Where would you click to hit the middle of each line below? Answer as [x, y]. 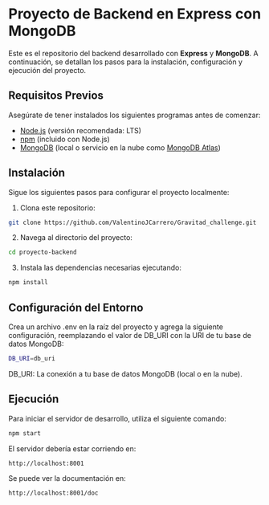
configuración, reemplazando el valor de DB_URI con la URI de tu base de [130, 335]
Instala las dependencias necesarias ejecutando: [101, 268]
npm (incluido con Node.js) [65, 139]
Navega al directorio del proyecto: [76, 238]
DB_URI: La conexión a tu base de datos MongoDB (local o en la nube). [125, 373]
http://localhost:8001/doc [53, 493]
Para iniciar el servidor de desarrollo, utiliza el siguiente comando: [117, 418]
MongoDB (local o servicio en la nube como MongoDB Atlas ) [120, 147]
